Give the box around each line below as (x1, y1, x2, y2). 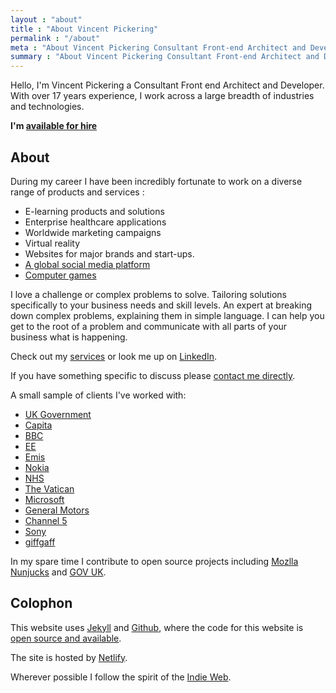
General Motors (24, 504, 90, 516)
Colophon (10, 595, 73, 612)
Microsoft (24, 493, 65, 505)
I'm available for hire (10, 120, 98, 132)
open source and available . (10, 632, 122, 644)
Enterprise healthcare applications (24, 216, 167, 228)
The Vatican (24, 482, 75, 495)
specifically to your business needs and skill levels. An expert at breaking (10, 299, 313, 311)
